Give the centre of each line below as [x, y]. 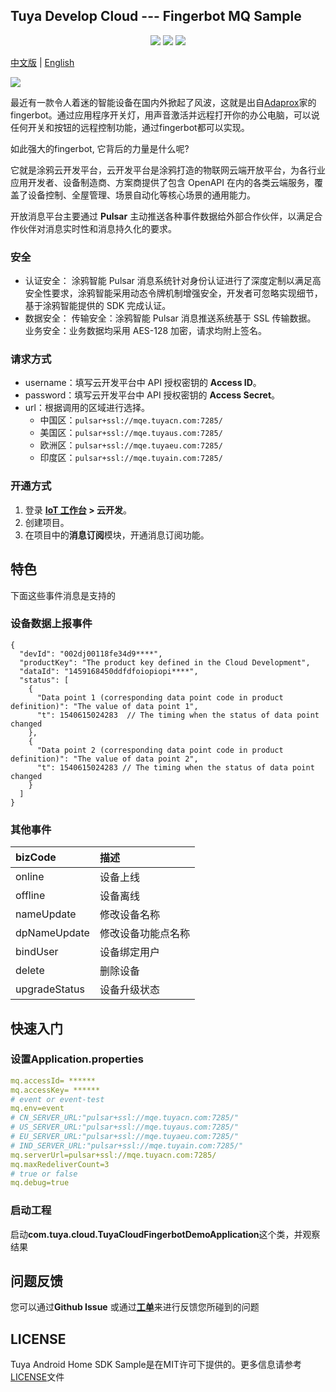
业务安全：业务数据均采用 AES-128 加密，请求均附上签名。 [146, 331]
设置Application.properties [77, 1059]
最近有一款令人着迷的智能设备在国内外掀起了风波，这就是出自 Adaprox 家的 [163, 102]
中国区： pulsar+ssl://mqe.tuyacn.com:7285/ [131, 420]
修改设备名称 [129, 915]
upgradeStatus [50, 989]
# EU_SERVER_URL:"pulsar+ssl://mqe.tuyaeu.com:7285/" [125, 1137]
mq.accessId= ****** [53, 1080]
